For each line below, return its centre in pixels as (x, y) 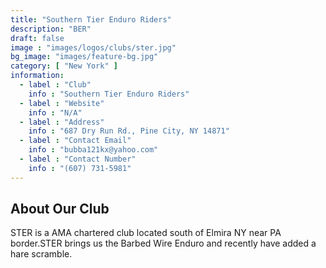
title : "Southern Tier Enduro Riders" (91, 19)
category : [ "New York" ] (64, 66)
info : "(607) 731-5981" (80, 168)
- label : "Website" (62, 103)
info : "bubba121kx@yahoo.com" (93, 150)
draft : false (37, 38)
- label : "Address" (62, 122)
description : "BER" (51, 29)
